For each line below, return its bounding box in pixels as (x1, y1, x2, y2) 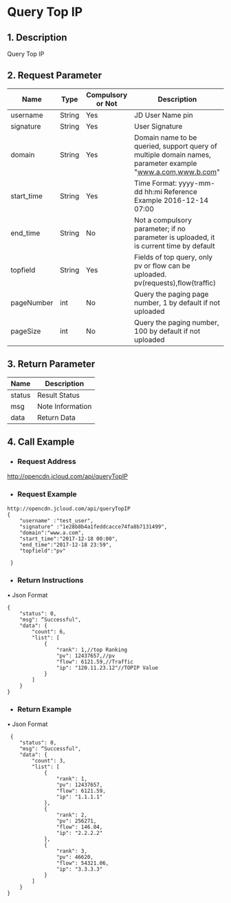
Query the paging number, (133, 317, 219, 327)
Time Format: (133, 178, 177, 188)
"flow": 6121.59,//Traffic (56, 658, 134, 665)
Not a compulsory (133, 215, 192, 224)
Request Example (16, 489, 77, 499)
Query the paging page (133, 289, 209, 299)
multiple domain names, (133, 149, 212, 159)
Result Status (36, 390, 80, 400)
